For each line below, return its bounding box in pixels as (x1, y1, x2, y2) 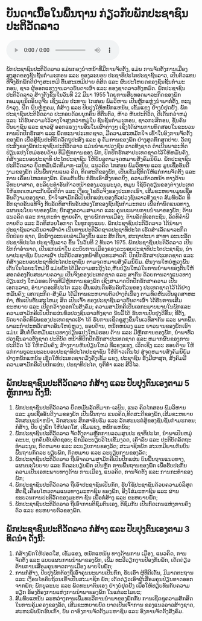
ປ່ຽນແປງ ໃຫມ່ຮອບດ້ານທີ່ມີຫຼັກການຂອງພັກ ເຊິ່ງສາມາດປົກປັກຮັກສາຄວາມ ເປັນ (6, 277, 178, 284)
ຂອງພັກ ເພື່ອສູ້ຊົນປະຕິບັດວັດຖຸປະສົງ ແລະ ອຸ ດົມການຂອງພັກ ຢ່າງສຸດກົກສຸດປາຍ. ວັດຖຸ (6, 135, 192, 143)
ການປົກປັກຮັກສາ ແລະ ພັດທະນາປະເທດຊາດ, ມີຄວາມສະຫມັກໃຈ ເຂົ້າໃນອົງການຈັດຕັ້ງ (6, 129, 193, 137)
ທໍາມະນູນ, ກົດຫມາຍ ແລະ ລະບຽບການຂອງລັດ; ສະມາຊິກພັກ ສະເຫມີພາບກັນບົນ (14, 442, 190, 449)
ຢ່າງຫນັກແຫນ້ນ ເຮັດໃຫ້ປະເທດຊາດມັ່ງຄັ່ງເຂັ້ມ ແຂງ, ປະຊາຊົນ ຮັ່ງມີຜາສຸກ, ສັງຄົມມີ (6, 354, 187, 362)
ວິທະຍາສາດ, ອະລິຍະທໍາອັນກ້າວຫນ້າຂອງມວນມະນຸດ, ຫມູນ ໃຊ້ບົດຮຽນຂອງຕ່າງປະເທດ (6, 181, 195, 188)
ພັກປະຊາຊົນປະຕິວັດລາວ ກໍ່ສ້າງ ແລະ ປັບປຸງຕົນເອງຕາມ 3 (6, 524, 190, 535)
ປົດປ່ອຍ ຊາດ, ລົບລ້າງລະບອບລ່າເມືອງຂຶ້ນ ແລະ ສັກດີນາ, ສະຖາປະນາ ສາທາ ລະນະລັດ (6, 232, 191, 239)
